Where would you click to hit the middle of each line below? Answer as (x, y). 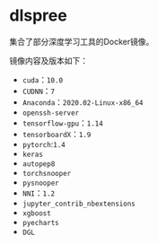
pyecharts (41, 222)
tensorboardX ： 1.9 (57, 134)
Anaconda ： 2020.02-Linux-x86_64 (83, 102)
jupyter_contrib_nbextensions (79, 204)
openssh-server (51, 113)
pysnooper (41, 183)
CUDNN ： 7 (39, 91)
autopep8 (39, 164)
